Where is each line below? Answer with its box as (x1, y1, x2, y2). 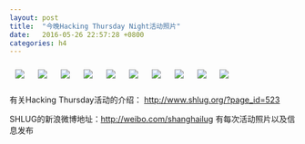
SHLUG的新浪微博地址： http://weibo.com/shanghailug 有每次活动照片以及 (9, 114, 288, 125)
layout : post (9, 13, 59, 23)
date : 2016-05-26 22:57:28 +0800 (9, 30, 145, 39)
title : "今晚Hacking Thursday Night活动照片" (9, 22, 181, 31)
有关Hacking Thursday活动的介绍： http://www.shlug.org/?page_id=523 (9, 94, 280, 105)
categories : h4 (9, 38, 67, 48)
